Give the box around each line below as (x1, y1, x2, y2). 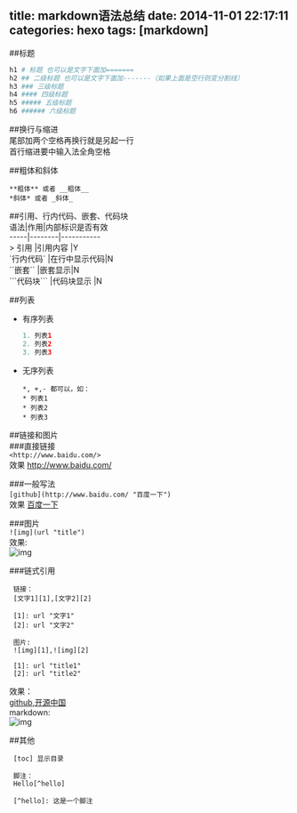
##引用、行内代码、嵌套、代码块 (9, 211, 129, 221)
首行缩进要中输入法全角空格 (9, 146, 111, 157)
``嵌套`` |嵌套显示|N (9, 265, 80, 276)
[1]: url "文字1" (12, 611, 75, 620)
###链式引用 (9, 565, 56, 576)
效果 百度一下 (9, 499, 59, 510)
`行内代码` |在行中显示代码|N (9, 254, 114, 264)
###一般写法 (9, 479, 56, 489)
